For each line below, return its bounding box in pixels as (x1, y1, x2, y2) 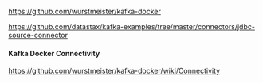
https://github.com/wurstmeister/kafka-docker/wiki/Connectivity (8, 66, 221, 76)
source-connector (8, 31, 68, 40)
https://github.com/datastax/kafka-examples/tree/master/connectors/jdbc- (8, 22, 255, 31)
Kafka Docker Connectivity (8, 48, 100, 58)
